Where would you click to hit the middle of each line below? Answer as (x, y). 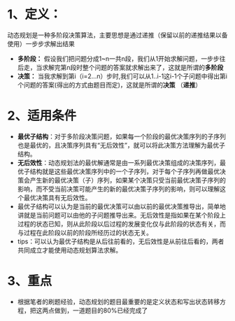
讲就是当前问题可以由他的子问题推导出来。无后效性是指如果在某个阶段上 (121, 215)
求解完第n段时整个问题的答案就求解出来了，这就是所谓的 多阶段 (133, 67)
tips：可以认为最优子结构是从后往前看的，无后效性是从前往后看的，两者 (121, 241)
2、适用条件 (42, 116)
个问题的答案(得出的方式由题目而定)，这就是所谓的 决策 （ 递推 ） (109, 85)
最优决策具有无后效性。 (57, 197)
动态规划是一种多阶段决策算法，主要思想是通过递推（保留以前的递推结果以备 (117, 35)
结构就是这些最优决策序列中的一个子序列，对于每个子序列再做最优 (125, 171)
